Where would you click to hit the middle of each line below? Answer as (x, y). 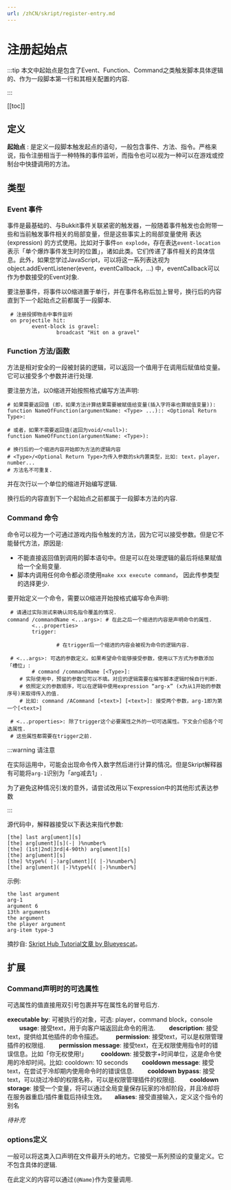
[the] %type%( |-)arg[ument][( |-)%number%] (72, 861)
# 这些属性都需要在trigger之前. (51, 736)
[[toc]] (16, 106)
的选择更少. (33, 583)
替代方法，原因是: (38, 543)
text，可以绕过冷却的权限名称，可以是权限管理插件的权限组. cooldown (113, 1080)
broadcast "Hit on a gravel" (98, 333)
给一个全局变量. (39, 566)
